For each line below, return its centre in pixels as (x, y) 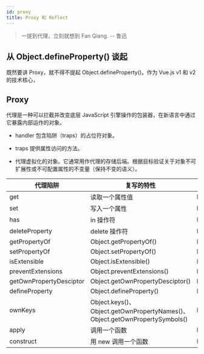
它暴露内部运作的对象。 (36, 123)
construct (23, 341)
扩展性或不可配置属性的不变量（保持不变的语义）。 (78, 169)
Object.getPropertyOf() (124, 242)
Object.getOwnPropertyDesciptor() (141, 282)
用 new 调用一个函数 (119, 342)
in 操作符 (103, 220)
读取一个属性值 (112, 197)
